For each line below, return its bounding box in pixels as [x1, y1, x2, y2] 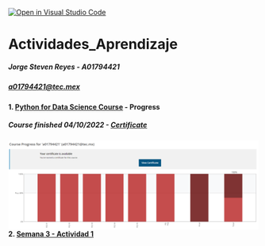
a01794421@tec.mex [8, 82, 81, 91]
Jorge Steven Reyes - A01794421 [8, 62, 121, 71]
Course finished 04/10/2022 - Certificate [8, 120, 148, 130]
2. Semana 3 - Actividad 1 [8, 229, 94, 239]
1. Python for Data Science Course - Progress [8, 102, 160, 111]
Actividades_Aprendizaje [8, 36, 179, 53]
